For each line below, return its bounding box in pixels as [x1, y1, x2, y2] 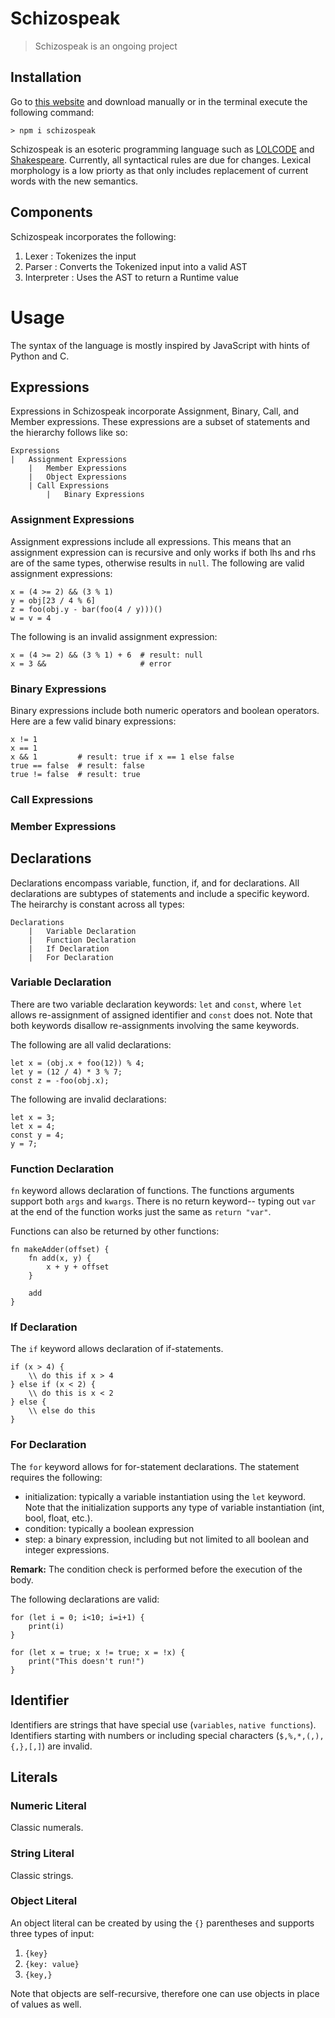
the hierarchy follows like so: [10, 427, 128, 439]
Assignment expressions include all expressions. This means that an [10, 535, 292, 547]
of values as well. [10, 1998, 82, 2010]
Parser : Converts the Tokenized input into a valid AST [24, 260, 248, 272]
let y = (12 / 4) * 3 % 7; [10, 1067, 123, 1077]
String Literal [10, 1847, 75, 1861]
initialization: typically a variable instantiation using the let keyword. [24, 1490, 307, 1502]
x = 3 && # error [10, 658, 172, 669]
